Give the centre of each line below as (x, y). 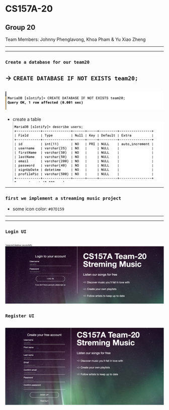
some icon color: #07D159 (38, 209)
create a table (27, 119)
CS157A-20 (29, 9)
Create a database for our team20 (47, 62)
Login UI (16, 232)
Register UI (20, 316)
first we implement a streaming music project (63, 198)
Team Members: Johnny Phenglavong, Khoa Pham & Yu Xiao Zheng (75, 39)
